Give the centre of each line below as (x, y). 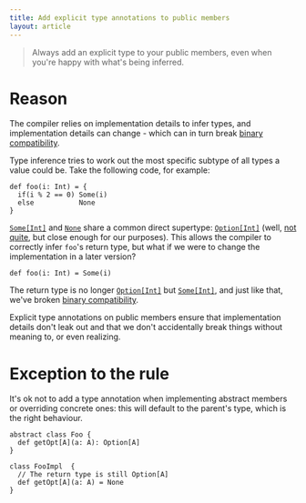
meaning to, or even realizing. (65, 337)
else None (56, 203)
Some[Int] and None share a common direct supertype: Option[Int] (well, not (153, 227)
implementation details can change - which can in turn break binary (137, 134)
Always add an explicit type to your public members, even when (152, 52)
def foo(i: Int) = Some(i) (61, 274)
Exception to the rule (90, 373)
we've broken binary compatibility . (74, 300)
